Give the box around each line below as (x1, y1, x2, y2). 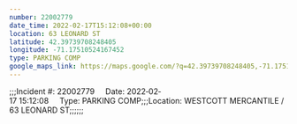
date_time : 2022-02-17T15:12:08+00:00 (9, 21, 152, 30)
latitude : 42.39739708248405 (9, 37, 117, 47)
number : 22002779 (9, 12, 73, 22)
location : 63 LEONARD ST (9, 29, 101, 38)
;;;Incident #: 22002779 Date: (9, 85, 126, 97)
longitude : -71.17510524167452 (9, 46, 125, 55)
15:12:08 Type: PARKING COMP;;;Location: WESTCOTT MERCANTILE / (19, 95, 285, 106)
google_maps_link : (9, 62, 77, 71)
